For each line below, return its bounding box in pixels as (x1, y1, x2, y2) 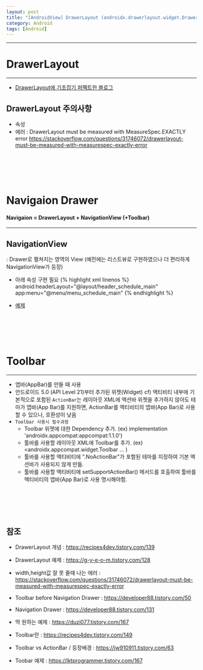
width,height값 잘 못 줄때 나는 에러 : (14, 569, 101, 576)
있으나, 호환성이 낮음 (28, 411, 77, 418)
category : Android (6, 20, 53, 26)
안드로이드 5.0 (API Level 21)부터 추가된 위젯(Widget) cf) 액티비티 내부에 (14, 389, 188, 396)
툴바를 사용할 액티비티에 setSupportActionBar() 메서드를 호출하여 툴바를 (24, 468, 196, 476)
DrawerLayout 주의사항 (6, 103, 92, 114)
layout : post (6, 8, 39, 15)
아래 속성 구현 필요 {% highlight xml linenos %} (14, 276, 130, 283)
